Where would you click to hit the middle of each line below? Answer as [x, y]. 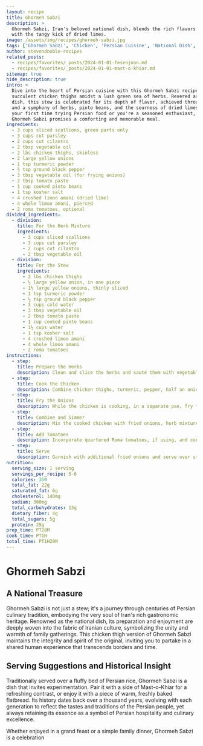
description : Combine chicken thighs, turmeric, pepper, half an [101, 389]
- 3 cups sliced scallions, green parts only [70, 130]
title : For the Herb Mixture [54, 226]
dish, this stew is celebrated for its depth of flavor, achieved [97, 102]
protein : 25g [28, 525]
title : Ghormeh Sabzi [34, 18]
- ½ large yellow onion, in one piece [71, 282]
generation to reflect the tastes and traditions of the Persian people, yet [95, 706]
